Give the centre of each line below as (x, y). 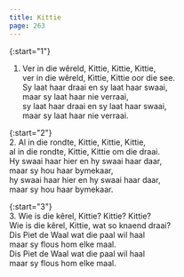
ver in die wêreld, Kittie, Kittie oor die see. (99, 77)
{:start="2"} (31, 132)
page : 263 (28, 26)
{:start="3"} (31, 206)
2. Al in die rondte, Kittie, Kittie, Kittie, (78, 142)
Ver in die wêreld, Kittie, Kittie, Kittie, (89, 68)
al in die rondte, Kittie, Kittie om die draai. (84, 151)
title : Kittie (36, 17)
